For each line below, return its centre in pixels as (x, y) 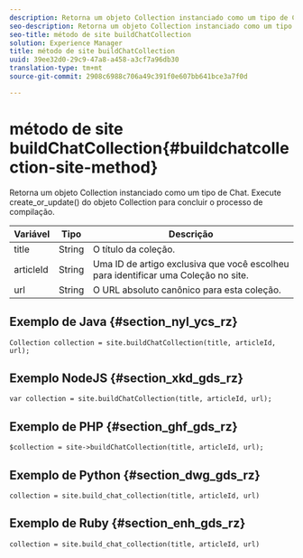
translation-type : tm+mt (56, 69)
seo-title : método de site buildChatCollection (101, 34)
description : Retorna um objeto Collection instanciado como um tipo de (149, 18)
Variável (32, 234)
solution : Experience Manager (66, 43)
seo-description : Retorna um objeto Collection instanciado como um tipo (151, 26)
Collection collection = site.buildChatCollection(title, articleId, (143, 343)
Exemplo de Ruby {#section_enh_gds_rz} (128, 523)
